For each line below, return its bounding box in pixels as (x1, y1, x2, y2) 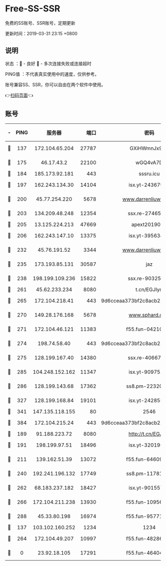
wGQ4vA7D (135, 159, 163, 166)
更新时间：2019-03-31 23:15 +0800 (5, 30, 78, 36)
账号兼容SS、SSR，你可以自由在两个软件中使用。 (5, 81, 106, 87)
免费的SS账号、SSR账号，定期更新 (5, 20, 76, 26)
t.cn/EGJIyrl (135, 286, 163, 293)
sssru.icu (138, 170, 160, 177)
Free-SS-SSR (5, 3, 60, 14)
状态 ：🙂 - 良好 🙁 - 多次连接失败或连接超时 (5, 60, 91, 66)
